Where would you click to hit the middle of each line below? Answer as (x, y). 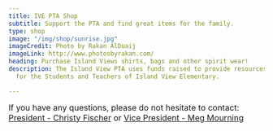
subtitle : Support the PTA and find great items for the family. (121, 24)
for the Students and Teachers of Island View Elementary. (118, 76)
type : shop (27, 31)
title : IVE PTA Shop (43, 16)
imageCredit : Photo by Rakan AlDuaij (72, 46)
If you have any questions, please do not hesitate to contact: (124, 107)
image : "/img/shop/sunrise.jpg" (63, 39)
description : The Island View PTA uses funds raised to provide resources (138, 69)
